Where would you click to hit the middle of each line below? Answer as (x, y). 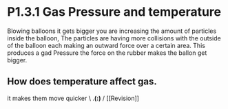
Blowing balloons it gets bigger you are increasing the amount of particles (112, 31)
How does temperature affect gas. (82, 82)
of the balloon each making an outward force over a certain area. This (106, 45)
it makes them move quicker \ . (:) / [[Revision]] (73, 98)
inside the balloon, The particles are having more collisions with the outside (114, 38)
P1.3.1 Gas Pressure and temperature (114, 12)
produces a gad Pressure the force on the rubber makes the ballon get (107, 53)
